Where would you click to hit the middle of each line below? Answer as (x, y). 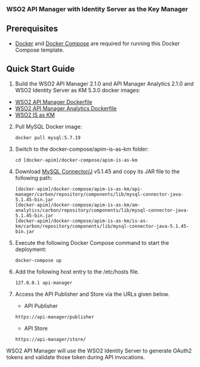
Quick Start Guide (41, 69)
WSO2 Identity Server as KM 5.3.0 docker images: (78, 90)
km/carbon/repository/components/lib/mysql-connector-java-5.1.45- (102, 226)
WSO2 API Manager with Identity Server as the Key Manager (97, 9)
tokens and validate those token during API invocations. (76, 357)
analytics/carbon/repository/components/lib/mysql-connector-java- (102, 210)
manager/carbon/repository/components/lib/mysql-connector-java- (99, 194)
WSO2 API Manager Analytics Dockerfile (66, 108)
